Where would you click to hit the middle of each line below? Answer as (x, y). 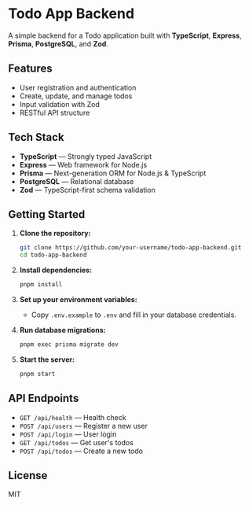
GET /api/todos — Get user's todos (76, 442)
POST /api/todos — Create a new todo (81, 451)
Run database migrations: (62, 330)
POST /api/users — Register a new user (83, 426)
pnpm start (37, 374)
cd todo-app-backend (53, 255)
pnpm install (41, 285)
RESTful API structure (55, 112)
